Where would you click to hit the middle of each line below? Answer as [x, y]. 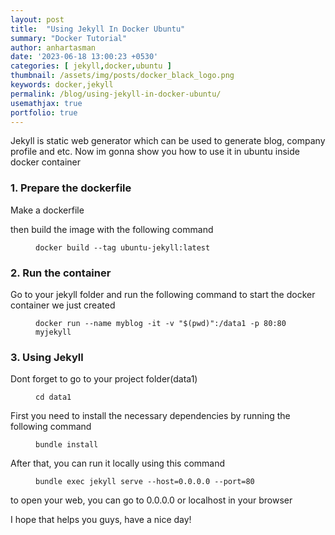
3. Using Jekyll [47, 357]
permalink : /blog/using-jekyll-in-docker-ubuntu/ [116, 94]
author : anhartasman [53, 47]
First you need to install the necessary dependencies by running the [150, 416]
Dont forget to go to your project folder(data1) [104, 379]
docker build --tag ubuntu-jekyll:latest [123, 247]
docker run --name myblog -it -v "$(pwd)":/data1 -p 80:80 [161, 323]
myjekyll [53, 332]
